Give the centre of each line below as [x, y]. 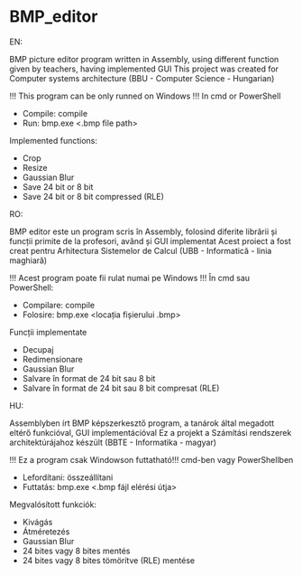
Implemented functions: [53, 140]
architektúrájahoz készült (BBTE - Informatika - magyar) [113, 442]
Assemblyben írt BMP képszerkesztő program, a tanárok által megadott [142, 423]
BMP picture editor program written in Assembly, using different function [144, 59]
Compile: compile [55, 113]
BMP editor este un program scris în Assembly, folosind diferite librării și [143, 231]
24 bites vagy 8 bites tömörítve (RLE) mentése [109, 560]
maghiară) [28, 260]
